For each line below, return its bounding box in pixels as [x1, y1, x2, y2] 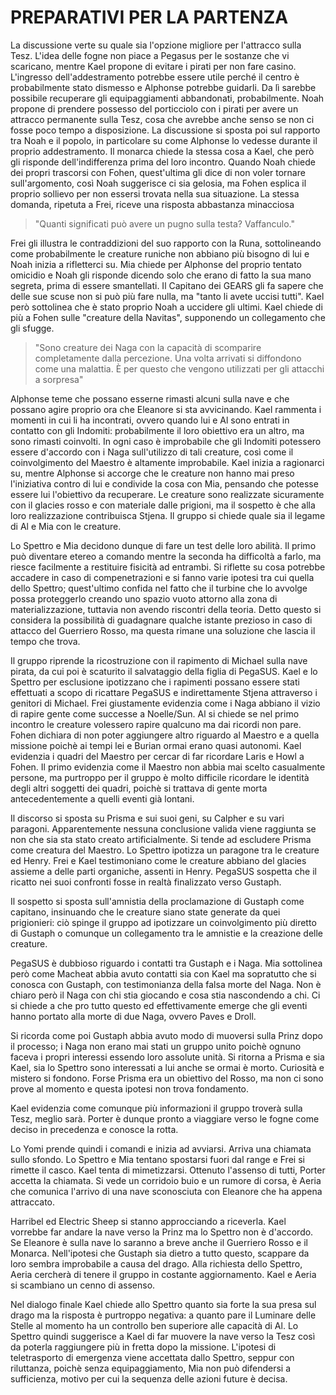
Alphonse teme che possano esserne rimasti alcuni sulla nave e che [10, 392, 290, 405]
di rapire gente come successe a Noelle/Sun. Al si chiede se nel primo [10, 707, 300, 720]
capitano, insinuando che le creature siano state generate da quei [10, 906, 281, 918]
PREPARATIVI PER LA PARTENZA [10, 6, 289, 29]
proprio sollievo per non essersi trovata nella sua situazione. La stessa [10, 187, 300, 200]
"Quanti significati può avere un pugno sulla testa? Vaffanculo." [34, 217, 295, 230]
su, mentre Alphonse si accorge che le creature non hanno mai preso [10, 467, 295, 479]
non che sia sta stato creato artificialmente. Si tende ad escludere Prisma [10, 833, 312, 845]
